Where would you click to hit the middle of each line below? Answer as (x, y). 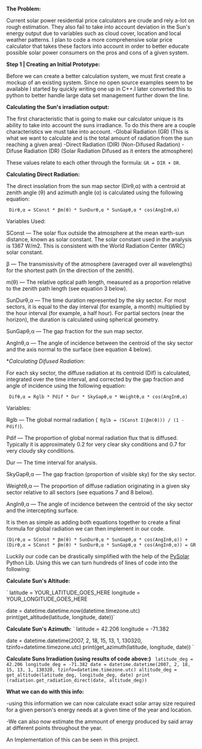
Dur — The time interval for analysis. (52, 463)
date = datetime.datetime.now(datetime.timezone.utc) (73, 611)
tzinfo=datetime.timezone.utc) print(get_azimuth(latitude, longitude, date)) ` (100, 647)
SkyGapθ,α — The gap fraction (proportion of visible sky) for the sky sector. (101, 474)
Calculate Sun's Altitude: (38, 581)
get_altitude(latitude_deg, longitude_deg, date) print (78, 675)
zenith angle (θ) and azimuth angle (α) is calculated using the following (95, 192)
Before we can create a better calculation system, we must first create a (96, 76)
